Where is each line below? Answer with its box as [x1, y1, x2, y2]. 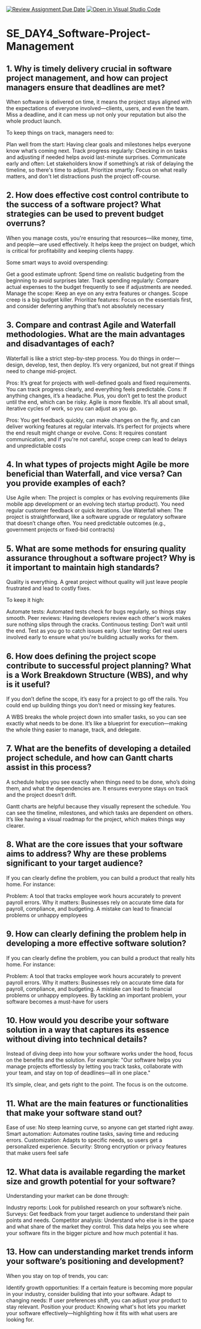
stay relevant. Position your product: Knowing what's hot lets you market [6, 1303, 186, 1310]
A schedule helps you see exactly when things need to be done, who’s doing [6, 778, 196, 785]
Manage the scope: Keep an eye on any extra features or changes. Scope [6, 290, 188, 297]
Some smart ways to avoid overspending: [6, 259, 109, 266]
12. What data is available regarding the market [6, 1166, 186, 1177]
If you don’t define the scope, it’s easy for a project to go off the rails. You [6, 695, 188, 702]
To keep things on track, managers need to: [6, 129, 114, 136]
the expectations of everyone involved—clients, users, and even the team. [6, 105, 190, 111]
